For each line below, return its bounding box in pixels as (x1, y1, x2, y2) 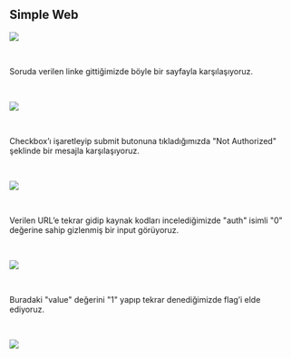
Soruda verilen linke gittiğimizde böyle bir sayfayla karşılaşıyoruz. (9, 65, 254, 76)
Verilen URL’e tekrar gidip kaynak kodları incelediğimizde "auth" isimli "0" (9, 215, 283, 226)
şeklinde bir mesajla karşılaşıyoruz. (9, 145, 141, 156)
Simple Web (9, 7, 79, 23)
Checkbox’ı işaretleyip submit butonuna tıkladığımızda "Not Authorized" (9, 135, 276, 146)
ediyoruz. (9, 304, 45, 314)
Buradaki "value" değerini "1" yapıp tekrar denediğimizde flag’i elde (9, 294, 261, 305)
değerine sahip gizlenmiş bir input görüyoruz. (9, 224, 179, 235)
